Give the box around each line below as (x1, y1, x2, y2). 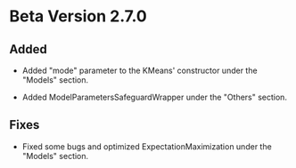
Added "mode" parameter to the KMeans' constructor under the (21, 65, 258, 76)
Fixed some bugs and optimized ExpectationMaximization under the (21, 140, 272, 152)
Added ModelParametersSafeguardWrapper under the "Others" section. (21, 92, 288, 102)
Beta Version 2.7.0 (9, 6, 147, 27)
